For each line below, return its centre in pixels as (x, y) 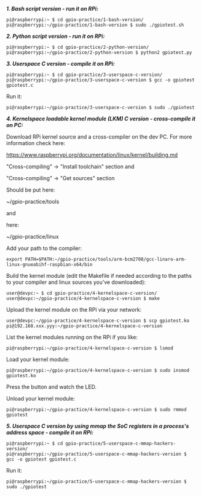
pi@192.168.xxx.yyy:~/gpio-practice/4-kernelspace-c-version (84, 326)
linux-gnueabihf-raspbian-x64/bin (50, 265)
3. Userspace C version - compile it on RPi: (61, 64)
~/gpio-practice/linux (32, 237)
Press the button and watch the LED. (51, 387)
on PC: (15, 125)
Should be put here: (31, 190)
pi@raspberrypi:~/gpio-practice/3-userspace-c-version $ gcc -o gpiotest (101, 80)
